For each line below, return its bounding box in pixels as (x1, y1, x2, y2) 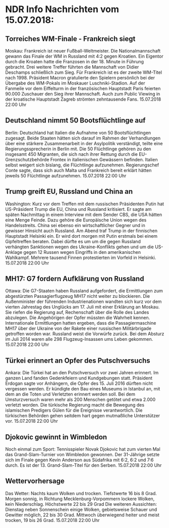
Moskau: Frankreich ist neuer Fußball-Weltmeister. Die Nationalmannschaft (5, 48, 161, 54)
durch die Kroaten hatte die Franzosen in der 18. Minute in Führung (5, 59, 144, 64)
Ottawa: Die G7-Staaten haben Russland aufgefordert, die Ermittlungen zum (5, 288, 163, 294)
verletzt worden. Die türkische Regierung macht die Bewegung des (5, 402, 145, 408)
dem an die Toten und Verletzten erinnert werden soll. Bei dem (5, 391, 135, 398)
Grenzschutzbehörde (5, 156, 49, 162)
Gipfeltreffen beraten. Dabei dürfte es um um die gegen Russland (5, 238, 141, 244)
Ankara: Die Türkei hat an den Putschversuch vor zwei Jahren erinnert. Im (5, 370, 159, 376)
